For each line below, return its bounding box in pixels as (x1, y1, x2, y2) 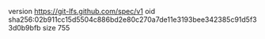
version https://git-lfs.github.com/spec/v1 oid (8, 7, 156, 16)
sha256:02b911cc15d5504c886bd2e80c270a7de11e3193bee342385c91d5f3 (8, 15, 257, 24)
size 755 (42, 23, 70, 32)
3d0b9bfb (8, 23, 41, 32)
